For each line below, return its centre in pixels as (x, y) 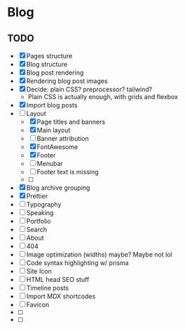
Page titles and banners (71, 122)
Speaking (40, 213)
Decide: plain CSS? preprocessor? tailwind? (89, 89)
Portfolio (39, 221)
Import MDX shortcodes (61, 296)
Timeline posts (47, 288)
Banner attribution (63, 138)
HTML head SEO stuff (58, 279)
